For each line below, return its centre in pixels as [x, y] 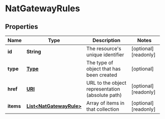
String [34, 52]
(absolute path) [104, 95]
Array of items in [105, 103]
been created [102, 75]
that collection [103, 109]
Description [107, 40]
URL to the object [106, 83]
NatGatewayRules [42, 9]
